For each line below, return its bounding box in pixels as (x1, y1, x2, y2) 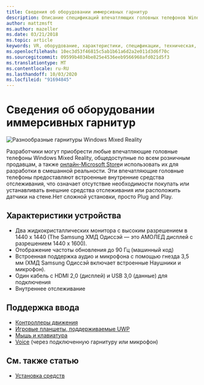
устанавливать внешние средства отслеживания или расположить (6, 187, 181, 194)
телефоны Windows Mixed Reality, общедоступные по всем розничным (6, 154, 190, 162)
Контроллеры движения (15, 319, 78, 326)
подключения (15, 278, 51, 286)
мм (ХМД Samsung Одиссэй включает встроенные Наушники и (15, 259, 181, 266)
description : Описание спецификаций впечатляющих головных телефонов (6, 15, 186, 21)
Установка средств (15, 372, 65, 379)
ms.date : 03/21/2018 (6, 32, 59, 38)
